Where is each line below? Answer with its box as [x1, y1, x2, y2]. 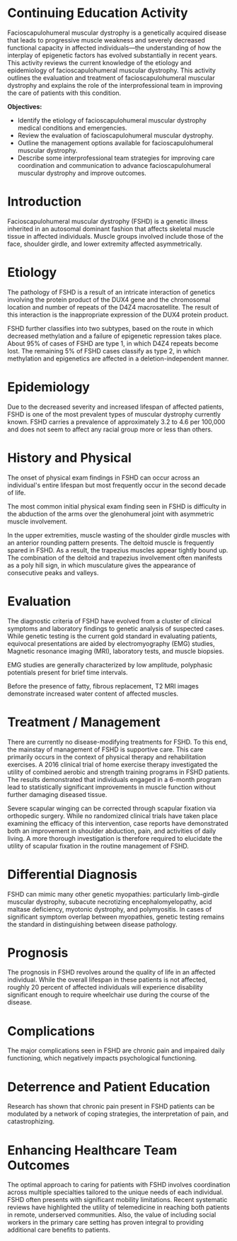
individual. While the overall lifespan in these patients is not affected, [7, 975, 207, 984]
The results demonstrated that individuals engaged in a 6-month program [7, 775, 221, 783]
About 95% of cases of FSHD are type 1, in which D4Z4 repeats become [7, 339, 219, 348]
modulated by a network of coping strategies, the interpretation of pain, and [7, 1110, 229, 1118]
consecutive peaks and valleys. [7, 568, 99, 577]
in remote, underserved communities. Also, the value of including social [7, 1211, 216, 1219]
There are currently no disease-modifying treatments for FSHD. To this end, [7, 737, 228, 746]
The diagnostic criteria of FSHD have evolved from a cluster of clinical [7, 616, 212, 625]
